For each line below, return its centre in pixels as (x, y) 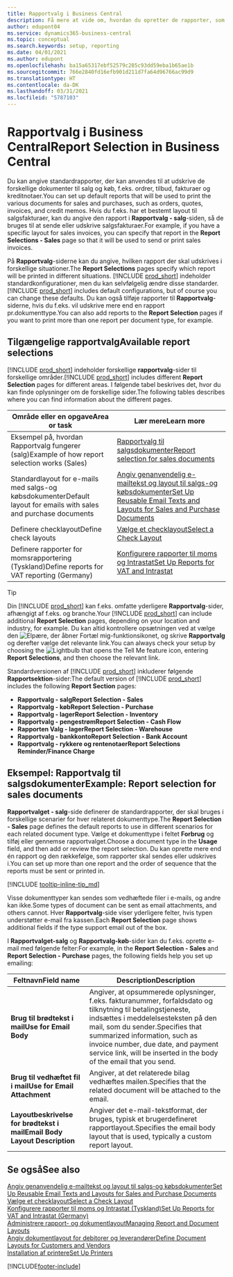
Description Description (156, 980)
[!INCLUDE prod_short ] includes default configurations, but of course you (112, 290)
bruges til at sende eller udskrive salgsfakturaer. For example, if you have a (114, 225)
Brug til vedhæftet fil (46, 1077)
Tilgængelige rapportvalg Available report (99, 342)
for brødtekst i (35, 1123)
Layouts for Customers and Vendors (59, 1246)
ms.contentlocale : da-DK (43, 85)
